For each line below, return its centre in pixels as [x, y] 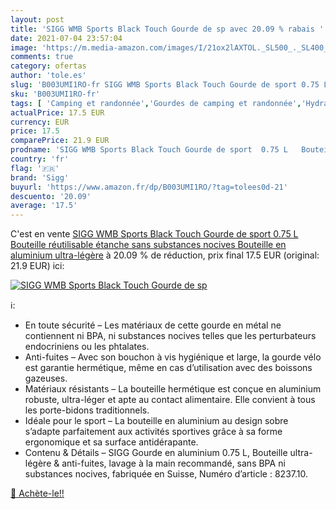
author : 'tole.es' [48, 76]
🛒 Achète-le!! [37, 493]
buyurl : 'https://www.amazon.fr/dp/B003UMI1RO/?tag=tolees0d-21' [149, 187]
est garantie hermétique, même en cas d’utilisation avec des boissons [168, 368]
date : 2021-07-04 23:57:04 [66, 38]
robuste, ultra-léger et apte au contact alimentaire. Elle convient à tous [170, 400]
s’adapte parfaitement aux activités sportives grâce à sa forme [153, 432]
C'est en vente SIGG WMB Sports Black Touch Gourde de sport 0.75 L [154, 234]
